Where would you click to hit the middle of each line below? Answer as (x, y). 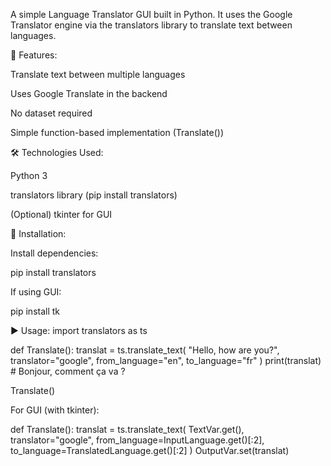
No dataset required (51, 113)
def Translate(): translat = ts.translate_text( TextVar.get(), (127, 429)
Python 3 (29, 175)
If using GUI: (36, 292)
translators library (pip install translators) (94, 195)
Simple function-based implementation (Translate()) (117, 132)
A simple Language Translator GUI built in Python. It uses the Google (151, 14)
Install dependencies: (54, 253)
